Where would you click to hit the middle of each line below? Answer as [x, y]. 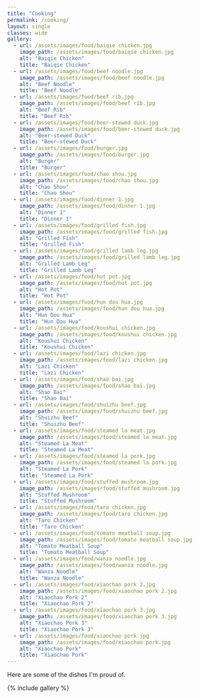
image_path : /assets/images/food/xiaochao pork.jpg [95, 642]
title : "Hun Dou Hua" [50, 322]
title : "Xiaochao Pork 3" [57, 629]
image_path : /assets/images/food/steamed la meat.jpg [98, 437]
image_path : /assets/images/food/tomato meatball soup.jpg [106, 540]
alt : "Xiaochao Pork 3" [54, 623]
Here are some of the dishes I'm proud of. [66, 675]
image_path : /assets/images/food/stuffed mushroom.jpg [100, 488]
